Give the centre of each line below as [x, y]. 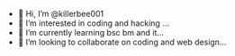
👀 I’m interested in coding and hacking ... [93, 23]
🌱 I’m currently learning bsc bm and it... [91, 32]
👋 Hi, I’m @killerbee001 [61, 14]
